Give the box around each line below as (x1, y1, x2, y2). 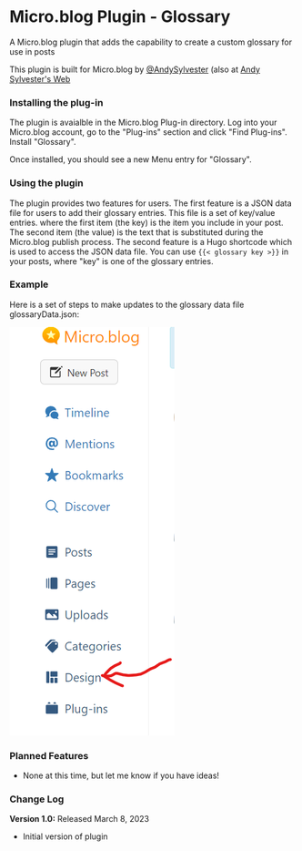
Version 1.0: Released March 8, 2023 (9, 814, 150, 825)
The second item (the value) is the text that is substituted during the (9, 226, 264, 238)
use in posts (9, 46, 55, 56)
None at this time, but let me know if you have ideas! (22, 770, 220, 781)
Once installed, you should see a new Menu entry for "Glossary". (9, 154, 252, 165)
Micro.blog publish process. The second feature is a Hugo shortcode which (9, 236, 293, 247)
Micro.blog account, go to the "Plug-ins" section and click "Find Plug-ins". (9, 127, 288, 138)
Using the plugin (9, 177, 84, 190)
